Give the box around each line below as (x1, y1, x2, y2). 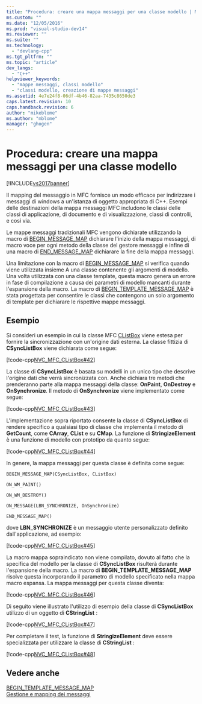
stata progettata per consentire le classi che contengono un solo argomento (6, 292, 194, 299)
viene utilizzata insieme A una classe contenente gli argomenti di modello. (6, 266, 189, 273)
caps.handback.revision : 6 (6, 104, 74, 110)
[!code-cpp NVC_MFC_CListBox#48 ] (6, 650, 96, 658)
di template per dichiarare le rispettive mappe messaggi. (6, 298, 146, 305)
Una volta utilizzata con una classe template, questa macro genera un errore (6, 273, 196, 280)
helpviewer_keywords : (6, 76, 61, 82)
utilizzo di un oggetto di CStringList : (6, 609, 98, 616)
